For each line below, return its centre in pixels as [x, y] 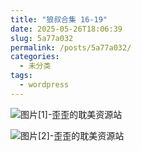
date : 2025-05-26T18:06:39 [66, 29]
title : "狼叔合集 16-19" [59, 19]
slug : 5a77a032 [42, 38]
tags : [21, 76]
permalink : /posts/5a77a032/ [71, 47]
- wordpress [44, 85]
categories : [35, 57]
